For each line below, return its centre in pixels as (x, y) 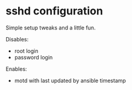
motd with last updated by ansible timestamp (70, 80)
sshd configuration (54, 11)
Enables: (17, 69)
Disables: (17, 39)
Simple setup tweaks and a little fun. (51, 28)
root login (26, 51)
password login (33, 57)
